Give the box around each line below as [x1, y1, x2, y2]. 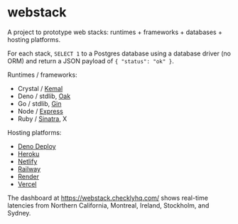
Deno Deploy [17, 142, 56, 150]
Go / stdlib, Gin [17, 99, 62, 107]
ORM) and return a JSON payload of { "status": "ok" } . [7, 56, 174, 65]
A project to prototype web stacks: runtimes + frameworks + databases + [7, 28, 222, 36]
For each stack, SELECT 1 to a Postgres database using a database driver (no [7, 49, 232, 58]
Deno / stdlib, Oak [17, 92, 71, 100]
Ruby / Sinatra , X [17, 114, 67, 123]
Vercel [17, 179, 37, 188]
